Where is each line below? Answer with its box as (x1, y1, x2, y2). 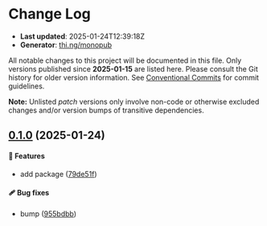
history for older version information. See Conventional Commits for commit (8, 72, 260, 82)
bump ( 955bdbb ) (19, 208, 77, 218)
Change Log (8, 5, 91, 23)
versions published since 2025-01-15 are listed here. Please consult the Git (8, 64, 259, 73)
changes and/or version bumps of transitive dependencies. (8, 105, 204, 115)
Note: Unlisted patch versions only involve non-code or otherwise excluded (8, 97, 260, 106)
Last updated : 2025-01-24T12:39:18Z (19, 31, 146, 41)
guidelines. (8, 81, 45, 91)
